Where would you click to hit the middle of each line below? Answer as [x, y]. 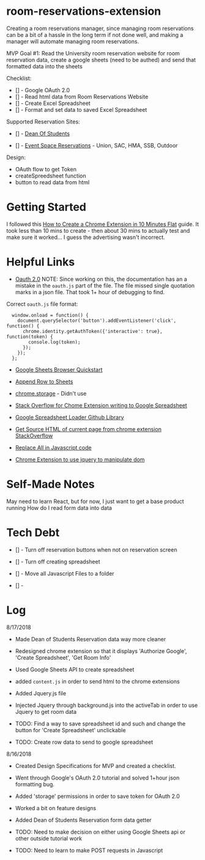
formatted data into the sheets [44, 66]
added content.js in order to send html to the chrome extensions [97, 681]
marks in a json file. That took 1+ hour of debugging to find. [90, 292]
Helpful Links [41, 262]
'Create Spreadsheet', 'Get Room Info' [63, 657]
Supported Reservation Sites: [43, 122]
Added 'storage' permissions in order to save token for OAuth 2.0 [97, 796]
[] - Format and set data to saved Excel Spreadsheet [81, 109]
